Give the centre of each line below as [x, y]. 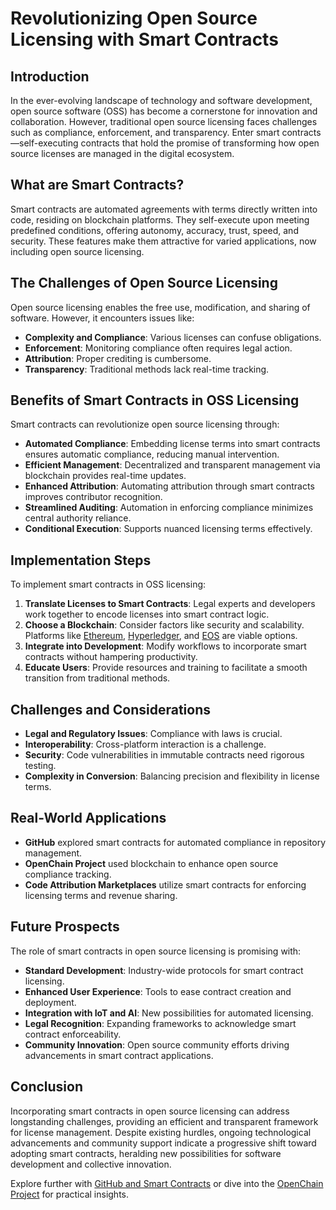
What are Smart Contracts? [97, 185]
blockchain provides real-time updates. [105, 476]
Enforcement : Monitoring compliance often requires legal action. [158, 348]
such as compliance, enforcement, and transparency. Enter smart [145, 132]
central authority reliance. [78, 518]
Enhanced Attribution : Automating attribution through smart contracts [169, 486]
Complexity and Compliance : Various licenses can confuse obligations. [173, 337]
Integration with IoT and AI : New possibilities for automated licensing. [169, 1013]
